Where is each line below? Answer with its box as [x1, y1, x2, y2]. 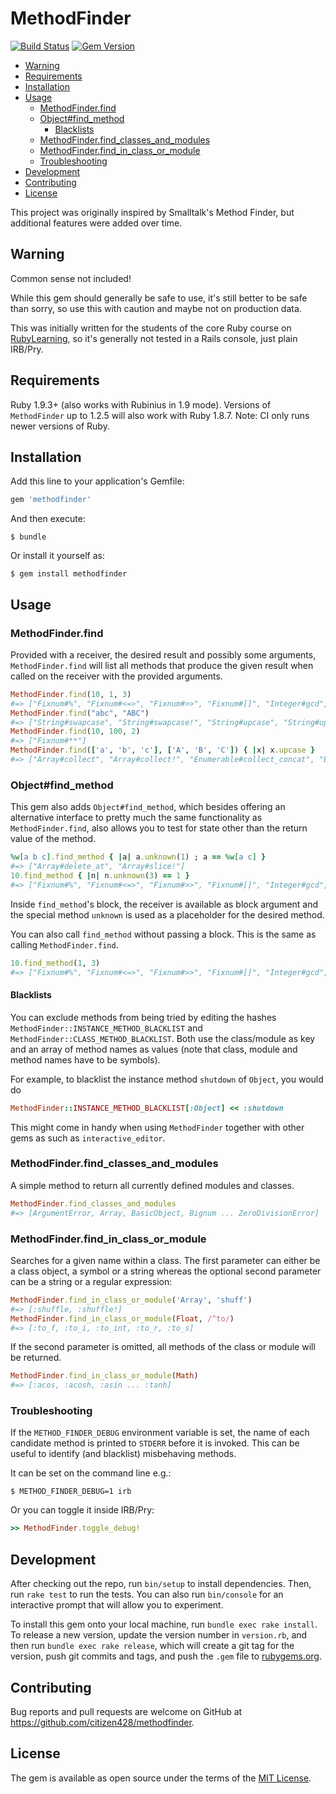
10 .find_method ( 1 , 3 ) [10, 958, 101, 968]
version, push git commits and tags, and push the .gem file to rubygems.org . [10, 1650, 323, 1662]
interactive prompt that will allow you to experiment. [10, 1599, 224, 1611]
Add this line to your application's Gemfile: [10, 475, 185, 487]
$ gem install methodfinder [10, 569, 128, 579]
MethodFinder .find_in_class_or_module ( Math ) [10, 1371, 199, 1381]
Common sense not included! [10, 272, 132, 284]
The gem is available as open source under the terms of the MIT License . [10, 1772, 312, 1784]
